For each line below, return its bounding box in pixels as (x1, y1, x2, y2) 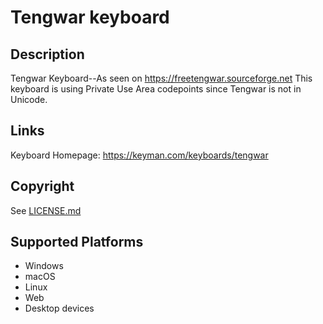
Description (10, 46, 85, 63)
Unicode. (10, 94, 48, 105)
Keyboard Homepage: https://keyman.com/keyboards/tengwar (10, 149, 269, 161)
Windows (24, 260, 64, 272)
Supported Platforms (10, 234, 144, 251)
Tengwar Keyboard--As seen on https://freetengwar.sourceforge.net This (10, 72, 313, 84)
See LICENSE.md (10, 204, 82, 216)
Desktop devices (24, 302, 95, 315)
